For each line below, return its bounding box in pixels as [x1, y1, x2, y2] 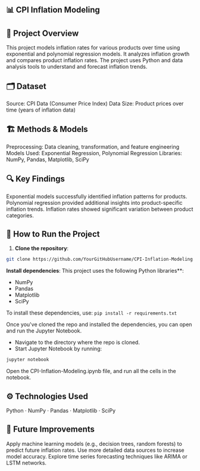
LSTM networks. [6, 459, 46, 466]
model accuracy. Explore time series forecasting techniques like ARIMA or [6, 452, 187, 460]
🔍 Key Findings [6, 174, 65, 184]
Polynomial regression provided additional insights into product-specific [6, 199, 183, 206]
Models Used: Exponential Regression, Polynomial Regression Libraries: [6, 149, 183, 156]
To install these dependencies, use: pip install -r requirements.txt [6, 309, 177, 316]
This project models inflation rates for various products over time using [6, 44, 180, 51]
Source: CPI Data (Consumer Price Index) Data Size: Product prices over [6, 100, 184, 107]
